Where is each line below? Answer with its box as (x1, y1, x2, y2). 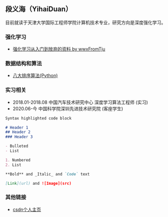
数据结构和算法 (5, 60, 42, 67)
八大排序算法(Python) (12, 73, 58, 79)
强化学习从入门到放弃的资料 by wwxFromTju (12, 46, 105, 52)
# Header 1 (5, 125, 29, 130)
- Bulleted (5, 143, 29, 149)
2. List (5, 162, 22, 167)
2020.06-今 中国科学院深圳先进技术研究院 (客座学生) (12, 105, 123, 111)
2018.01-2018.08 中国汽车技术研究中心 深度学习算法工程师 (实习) (12, 99, 148, 105)
